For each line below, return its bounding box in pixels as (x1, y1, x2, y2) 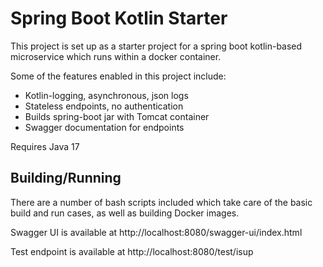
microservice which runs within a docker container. (10, 50, 222, 62)
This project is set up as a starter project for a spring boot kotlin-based (10, 40, 303, 52)
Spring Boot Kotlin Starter (10, 7, 228, 30)
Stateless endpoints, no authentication (24, 100, 184, 112)
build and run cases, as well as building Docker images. (10, 207, 240, 219)
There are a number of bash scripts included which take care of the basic (10, 196, 313, 208)
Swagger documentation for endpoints (24, 121, 185, 133)
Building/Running (10, 170, 122, 187)
